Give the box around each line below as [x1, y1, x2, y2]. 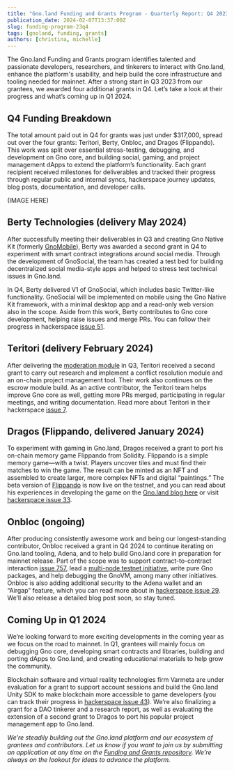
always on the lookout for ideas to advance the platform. [7, 756, 171, 763]
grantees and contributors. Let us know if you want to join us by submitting [7, 741, 223, 749]
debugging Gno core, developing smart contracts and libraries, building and [7, 647, 225, 655]
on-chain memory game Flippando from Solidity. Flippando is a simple [7, 451, 209, 460]
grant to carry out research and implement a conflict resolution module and [7, 368, 223, 377]
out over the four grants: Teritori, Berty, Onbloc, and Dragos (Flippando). [7, 138, 215, 146]
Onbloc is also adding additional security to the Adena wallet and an [7, 579, 203, 587]
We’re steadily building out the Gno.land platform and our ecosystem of [7, 733, 214, 742]
